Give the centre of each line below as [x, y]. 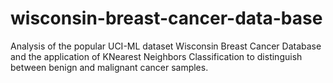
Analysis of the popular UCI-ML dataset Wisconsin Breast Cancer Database [166, 46]
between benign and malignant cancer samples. [109, 67]
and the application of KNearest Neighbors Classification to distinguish [156, 56]
